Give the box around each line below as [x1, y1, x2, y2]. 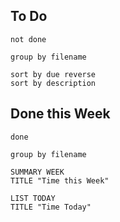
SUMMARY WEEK [10, 167, 65, 177]
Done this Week [10, 105, 111, 123]
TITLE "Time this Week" [10, 175, 110, 186]
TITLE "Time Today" [10, 202, 92, 212]
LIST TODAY [10, 193, 56, 203]
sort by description [10, 78, 97, 88]
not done [10, 34, 47, 44]
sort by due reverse [10, 69, 97, 79]
